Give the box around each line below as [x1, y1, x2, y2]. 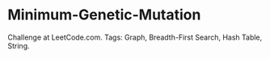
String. [7, 40, 30, 50]
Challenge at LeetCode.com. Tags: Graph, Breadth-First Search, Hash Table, [7, 32, 263, 42]
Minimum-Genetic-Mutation [7, 6, 201, 24]
